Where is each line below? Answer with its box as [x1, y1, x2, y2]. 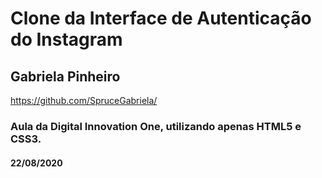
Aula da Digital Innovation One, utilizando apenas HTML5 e [10, 119, 302, 133]
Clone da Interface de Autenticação [10, 7, 312, 30]
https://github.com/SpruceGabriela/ [10, 95, 158, 106]
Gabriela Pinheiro [10, 68, 121, 85]
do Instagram [10, 28, 123, 51]
